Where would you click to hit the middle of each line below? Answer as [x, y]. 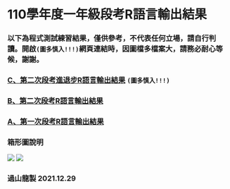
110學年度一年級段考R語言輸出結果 [107, 14]
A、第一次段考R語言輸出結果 [56, 121]
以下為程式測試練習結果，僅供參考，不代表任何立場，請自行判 [112, 38]
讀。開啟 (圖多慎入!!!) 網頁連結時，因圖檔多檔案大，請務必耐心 [111, 49]
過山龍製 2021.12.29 [41, 178]
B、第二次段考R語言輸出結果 [55, 101]
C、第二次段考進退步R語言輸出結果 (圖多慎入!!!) [89, 80]
